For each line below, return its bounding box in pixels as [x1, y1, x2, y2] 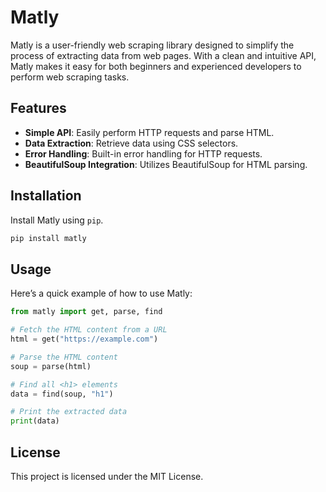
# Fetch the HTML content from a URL [10, 325, 168, 335]
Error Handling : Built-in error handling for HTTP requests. [24, 147, 263, 160]
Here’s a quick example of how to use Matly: [10, 287, 193, 300]
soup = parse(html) [10, 361, 92, 371]
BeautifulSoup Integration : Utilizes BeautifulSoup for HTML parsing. [24, 158, 308, 170]
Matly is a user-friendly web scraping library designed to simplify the [10, 39, 295, 51]
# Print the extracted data [10, 407, 128, 417]
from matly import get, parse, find [10, 307, 163, 317]
